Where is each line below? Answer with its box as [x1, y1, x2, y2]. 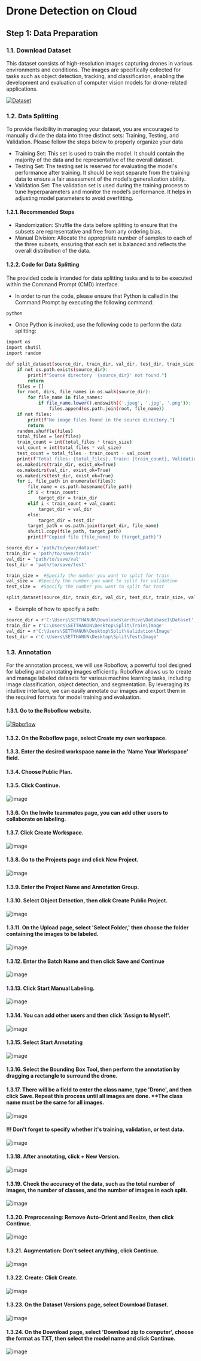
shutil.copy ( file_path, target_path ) [28, 528, 121, 535]
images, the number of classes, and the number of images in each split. [6, 1186, 188, 1194]
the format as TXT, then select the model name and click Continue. [6, 1335, 176, 1342]
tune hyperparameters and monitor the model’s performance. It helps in [14, 188, 191, 196]
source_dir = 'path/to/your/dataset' [6, 545, 100, 551]
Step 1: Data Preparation [6, 28, 98, 38]
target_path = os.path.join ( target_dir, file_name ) [28, 523, 160, 529]
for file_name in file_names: [28, 394, 103, 400]
